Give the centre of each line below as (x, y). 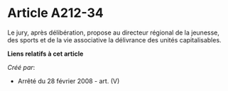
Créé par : (21, 67)
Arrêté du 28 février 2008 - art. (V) (69, 81)
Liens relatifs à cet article (45, 54)
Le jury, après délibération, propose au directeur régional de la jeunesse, (114, 32)
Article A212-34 (56, 13)
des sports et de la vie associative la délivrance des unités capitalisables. (114, 40)
